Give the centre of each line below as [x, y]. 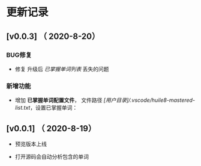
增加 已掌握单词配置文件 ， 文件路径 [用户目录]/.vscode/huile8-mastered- [105, 100]
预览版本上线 [31, 144]
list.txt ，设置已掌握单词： [46, 108]
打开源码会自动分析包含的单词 [52, 156]
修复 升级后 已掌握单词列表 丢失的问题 [62, 69]
